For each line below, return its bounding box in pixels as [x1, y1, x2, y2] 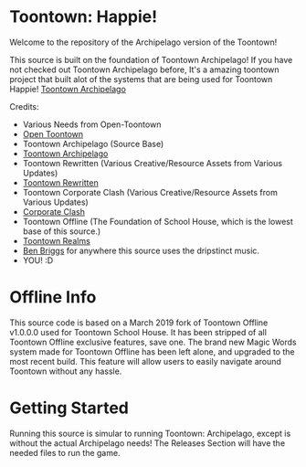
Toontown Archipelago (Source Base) [22, 138, 164, 149]
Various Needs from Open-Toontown [22, 119, 162, 130]
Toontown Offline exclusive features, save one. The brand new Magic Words [9, 336, 297, 347]
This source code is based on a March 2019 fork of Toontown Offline [9, 317, 269, 328]
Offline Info [9, 287, 97, 308]
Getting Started [9, 398, 130, 419]
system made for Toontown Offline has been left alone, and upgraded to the [9, 345, 295, 357]
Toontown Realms [22, 235, 91, 246]
